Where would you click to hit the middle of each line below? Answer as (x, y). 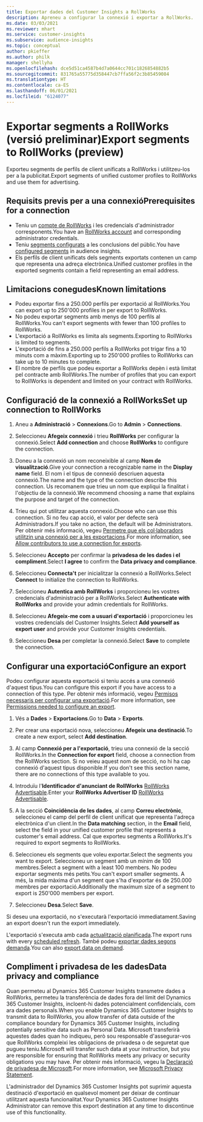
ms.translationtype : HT (36, 79)
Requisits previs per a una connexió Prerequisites (101, 201)
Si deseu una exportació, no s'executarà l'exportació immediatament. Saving (101, 916)
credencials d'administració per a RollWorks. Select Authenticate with (102, 598)
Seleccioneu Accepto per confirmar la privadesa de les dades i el (98, 555)
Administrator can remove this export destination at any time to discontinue (100, 1106)
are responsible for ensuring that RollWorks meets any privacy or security (98, 1055)
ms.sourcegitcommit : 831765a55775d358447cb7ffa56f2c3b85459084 (88, 74)
